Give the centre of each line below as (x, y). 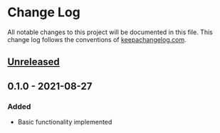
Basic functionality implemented (65, 122)
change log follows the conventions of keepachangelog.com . (97, 39)
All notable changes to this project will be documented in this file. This (110, 32)
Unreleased (34, 62)
